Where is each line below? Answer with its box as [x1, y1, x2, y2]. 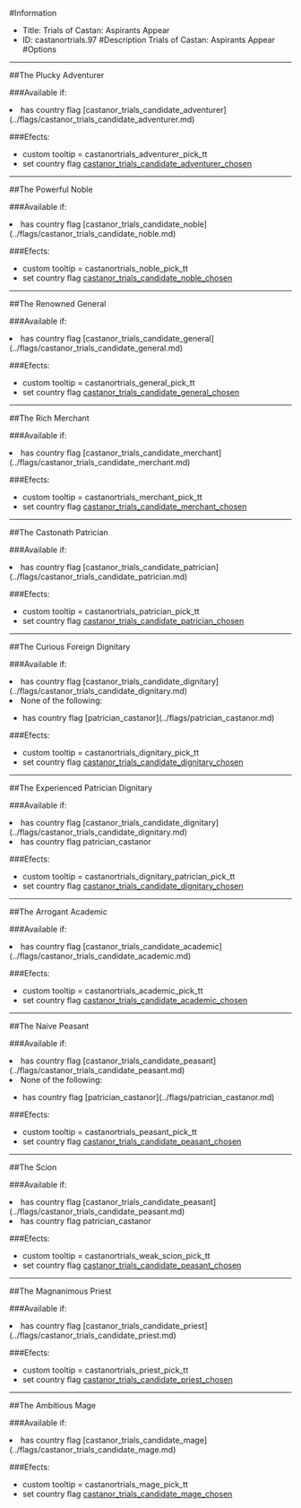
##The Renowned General [9, 299, 107, 308]
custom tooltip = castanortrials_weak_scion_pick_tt [21, 1251, 211, 1261]
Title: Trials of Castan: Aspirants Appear [21, 25, 170, 35]
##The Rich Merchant [9, 412, 90, 423]
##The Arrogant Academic [9, 906, 108, 917]
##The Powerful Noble [9, 184, 93, 195]
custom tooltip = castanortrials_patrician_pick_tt [21, 606, 200, 617]
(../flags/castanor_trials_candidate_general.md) [9, 342, 184, 353]
